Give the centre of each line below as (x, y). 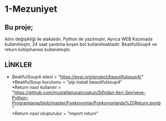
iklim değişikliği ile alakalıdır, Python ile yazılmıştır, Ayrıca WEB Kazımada (79, 39)
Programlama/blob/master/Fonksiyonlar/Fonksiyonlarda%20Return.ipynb (86, 103)
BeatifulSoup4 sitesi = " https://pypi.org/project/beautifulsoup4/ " (78, 77)
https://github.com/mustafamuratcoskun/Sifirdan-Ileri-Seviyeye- (80, 92)
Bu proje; (19, 27)
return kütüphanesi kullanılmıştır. (38, 49)
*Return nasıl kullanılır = (36, 87)
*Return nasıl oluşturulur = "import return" (55, 113)
